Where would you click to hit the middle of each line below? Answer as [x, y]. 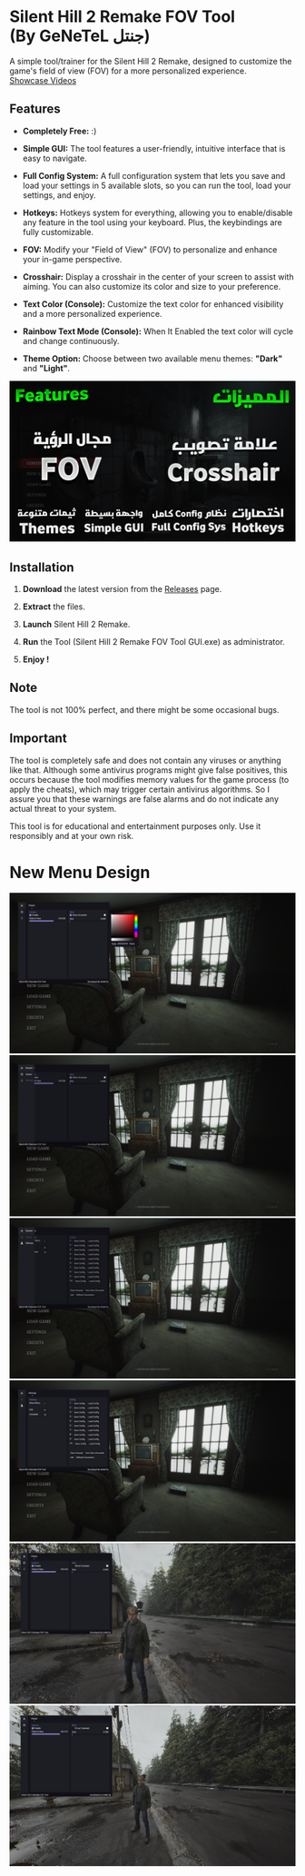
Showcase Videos [43, 80]
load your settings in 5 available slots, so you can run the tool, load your [157, 185]
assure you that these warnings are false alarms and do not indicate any [144, 799]
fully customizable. [58, 232]
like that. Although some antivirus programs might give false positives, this [148, 770]
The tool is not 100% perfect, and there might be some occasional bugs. [144, 709]
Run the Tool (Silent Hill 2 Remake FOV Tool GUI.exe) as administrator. [154, 642]
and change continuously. [71, 341]
